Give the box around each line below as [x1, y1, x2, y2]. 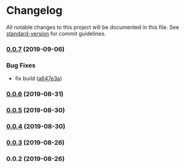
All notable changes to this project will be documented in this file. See [6, 23, 180, 31]
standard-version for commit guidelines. [6, 30, 106, 37]
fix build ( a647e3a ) [14, 75, 62, 82]
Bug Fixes [6, 61, 36, 69]
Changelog [6, 4, 63, 17]
